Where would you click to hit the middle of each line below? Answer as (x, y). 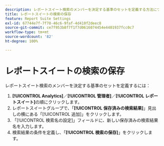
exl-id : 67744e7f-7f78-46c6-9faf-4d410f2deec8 (53, 23)
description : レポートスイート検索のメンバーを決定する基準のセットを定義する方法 (79, 9)
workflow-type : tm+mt (27, 32)
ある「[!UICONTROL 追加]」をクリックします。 (76, 114)
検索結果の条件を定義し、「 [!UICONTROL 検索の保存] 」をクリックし (80, 132)
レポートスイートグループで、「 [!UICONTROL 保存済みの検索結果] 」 (80, 108)
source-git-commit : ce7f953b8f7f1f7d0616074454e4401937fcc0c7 (70, 28)
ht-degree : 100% (21, 41)
